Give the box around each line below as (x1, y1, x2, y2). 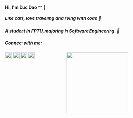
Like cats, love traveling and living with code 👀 (5, 16, 102, 21)
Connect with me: (5, 40, 42, 46)
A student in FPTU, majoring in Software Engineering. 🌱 (5, 28, 120, 34)
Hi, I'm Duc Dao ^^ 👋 (5, 4, 46, 10)
